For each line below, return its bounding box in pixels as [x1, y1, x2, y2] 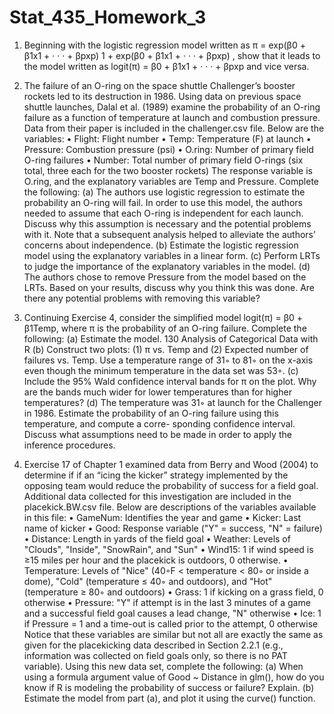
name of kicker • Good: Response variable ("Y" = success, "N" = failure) [23, 522, 323, 534]
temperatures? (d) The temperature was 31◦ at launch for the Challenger [23, 396, 322, 408]
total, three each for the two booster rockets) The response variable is [23, 164, 313, 176]
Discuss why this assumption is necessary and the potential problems [23, 217, 312, 230]
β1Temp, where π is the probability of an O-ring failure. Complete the [23, 322, 307, 334]
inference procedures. [23, 439, 116, 451]
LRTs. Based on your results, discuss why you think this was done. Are [23, 281, 315, 293]
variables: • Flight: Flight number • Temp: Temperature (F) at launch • [23, 132, 312, 145]
